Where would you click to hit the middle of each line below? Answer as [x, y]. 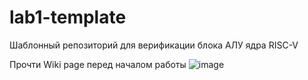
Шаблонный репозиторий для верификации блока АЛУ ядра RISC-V [154, 45]
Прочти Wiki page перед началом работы [98, 64]
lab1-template [68, 17]
